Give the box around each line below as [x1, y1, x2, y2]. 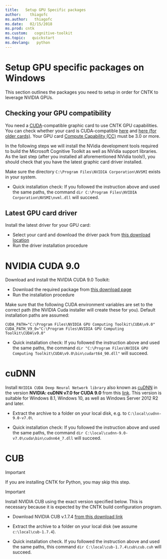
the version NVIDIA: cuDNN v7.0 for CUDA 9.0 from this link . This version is [5, 390, 161, 396]
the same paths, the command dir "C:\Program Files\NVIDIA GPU [12, 345, 148, 351]
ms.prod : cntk [5, 26, 35, 31]
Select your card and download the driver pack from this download [12, 232, 151, 238]
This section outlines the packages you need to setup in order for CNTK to [5, 89, 158, 95]
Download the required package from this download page [12, 287, 131, 293]
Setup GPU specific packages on [5, 61, 144, 73]
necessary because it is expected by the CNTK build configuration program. [5, 504, 162, 510]
